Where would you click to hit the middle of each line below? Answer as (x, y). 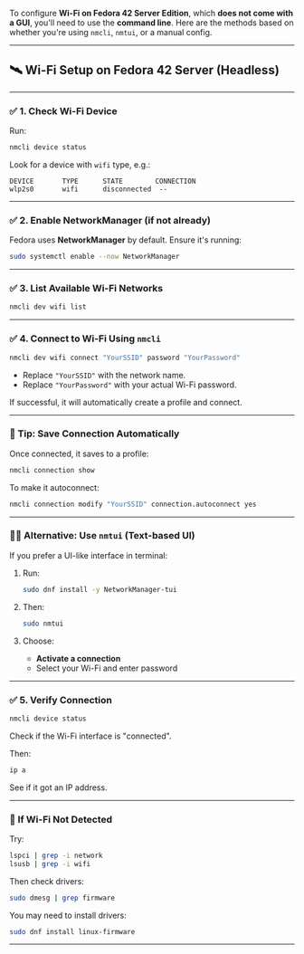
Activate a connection (78, 658)
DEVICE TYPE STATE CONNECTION (103, 181)
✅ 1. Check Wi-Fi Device (63, 110)
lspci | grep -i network (56, 855)
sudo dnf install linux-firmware (72, 931)
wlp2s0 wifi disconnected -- (89, 189)
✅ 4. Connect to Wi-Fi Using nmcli (85, 339)
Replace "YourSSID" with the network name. (104, 375)
